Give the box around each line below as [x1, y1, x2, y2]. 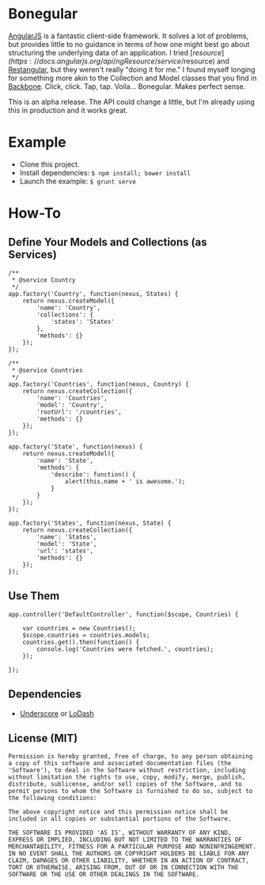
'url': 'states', [36, 547, 93, 555]
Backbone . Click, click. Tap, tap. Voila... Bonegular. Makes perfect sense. [8, 81, 246, 91]
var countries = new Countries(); [22, 624, 136, 632]
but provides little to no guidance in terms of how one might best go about [8, 39, 250, 48]
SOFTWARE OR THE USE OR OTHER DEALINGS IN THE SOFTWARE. [8, 871, 200, 879]
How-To [8, 204, 62, 222]
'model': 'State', [36, 540, 97, 548]
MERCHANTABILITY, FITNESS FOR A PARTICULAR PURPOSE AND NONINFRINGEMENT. [8, 843, 257, 851]
